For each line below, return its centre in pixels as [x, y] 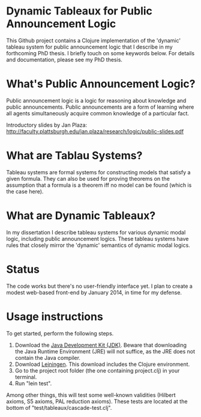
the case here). [25, 191]
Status [23, 269]
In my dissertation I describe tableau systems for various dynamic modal [96, 232]
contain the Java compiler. [48, 358]
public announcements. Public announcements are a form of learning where [100, 107]
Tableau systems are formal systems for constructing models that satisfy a [98, 172]
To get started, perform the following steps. [60, 333]
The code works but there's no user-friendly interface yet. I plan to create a [100, 286]
